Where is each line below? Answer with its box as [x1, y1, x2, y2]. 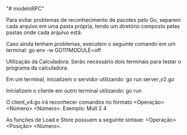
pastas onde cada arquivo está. [6, 29, 82, 36]
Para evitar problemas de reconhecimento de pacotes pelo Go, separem [6, 17, 181, 23]
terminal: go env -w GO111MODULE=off [6, 47, 101, 54]
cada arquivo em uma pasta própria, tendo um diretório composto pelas [6, 23, 181, 29]
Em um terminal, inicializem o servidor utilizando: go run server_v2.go [6, 76, 175, 83]
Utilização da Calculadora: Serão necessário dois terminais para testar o [6, 58, 181, 65]
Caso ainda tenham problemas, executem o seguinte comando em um [6, 41, 176, 47]
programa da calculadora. [6, 64, 69, 71]
